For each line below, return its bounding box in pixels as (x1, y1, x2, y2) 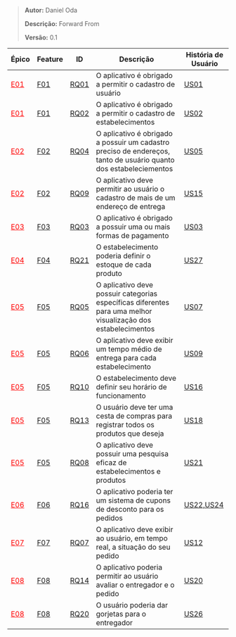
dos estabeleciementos (96, 164, 173, 173)
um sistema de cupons (96, 496, 171, 505)
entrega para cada (96, 353, 157, 362)
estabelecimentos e (96, 467, 161, 476)
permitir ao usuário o (96, 184, 165, 194)
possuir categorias (96, 289, 158, 298)
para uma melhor (96, 306, 152, 316)
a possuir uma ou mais (96, 222, 171, 232)
